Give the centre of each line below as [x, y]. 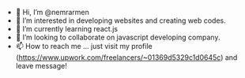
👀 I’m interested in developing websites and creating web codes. [121, 20]
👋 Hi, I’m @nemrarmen [52, 12]
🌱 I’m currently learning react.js [67, 29]
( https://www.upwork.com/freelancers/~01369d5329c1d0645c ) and [126, 58]
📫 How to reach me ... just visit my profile [84, 46]
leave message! [41, 66]
